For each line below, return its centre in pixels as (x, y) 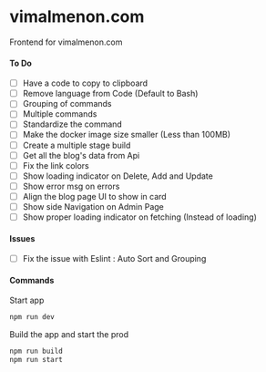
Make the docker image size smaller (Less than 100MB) (126, 135)
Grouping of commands (67, 104)
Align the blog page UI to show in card (94, 196)
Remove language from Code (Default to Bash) (110, 94)
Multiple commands (60, 114)
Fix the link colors (56, 165)
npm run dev (32, 317)
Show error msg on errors (71, 186)
